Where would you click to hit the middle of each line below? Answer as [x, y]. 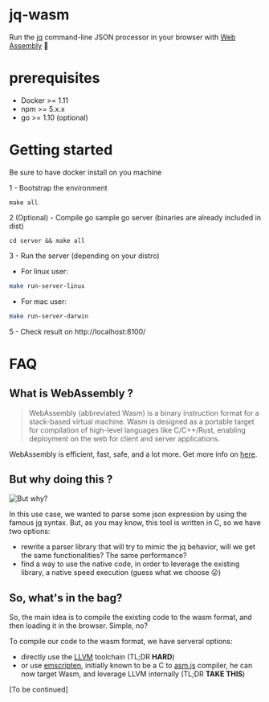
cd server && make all [47, 240]
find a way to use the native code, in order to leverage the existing [130, 564]
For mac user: [44, 301]
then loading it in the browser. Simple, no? [78, 626]
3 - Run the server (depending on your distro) [84, 256]
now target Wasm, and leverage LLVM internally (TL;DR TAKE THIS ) [133, 674]
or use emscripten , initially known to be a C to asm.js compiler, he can [137, 666]
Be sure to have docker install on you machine [86, 172]
